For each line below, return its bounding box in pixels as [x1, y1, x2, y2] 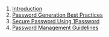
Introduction [11, 5, 43, 12]
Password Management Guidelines [11, 24, 99, 31]
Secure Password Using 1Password [11, 18, 100, 24]
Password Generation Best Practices [11, 11, 104, 18]
